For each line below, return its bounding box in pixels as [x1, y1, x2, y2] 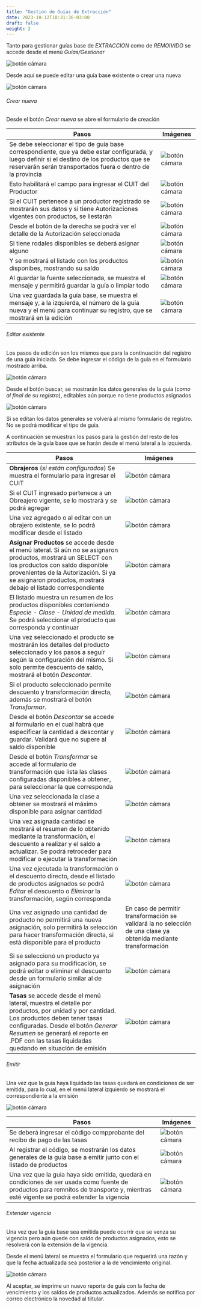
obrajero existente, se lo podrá [9, 521, 96, 529]
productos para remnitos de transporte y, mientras [9, 1185, 151, 1193]
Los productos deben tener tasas [9, 1014, 103, 1022]
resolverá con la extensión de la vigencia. [6, 1241, 109, 1248]
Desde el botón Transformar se [9, 752, 98, 761]
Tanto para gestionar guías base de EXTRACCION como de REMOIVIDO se [6, 42, 191, 49]
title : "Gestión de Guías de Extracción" [6, 8, 112, 15]
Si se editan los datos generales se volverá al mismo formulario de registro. [6, 415, 193, 422]
